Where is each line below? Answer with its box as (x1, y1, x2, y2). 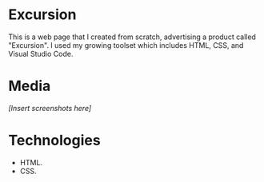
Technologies (8, 132, 102, 149)
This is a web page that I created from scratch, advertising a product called (8, 32, 256, 42)
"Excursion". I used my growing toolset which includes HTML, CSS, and (8, 40, 244, 49)
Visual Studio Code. (8, 49, 74, 58)
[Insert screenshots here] (8, 103, 92, 113)
